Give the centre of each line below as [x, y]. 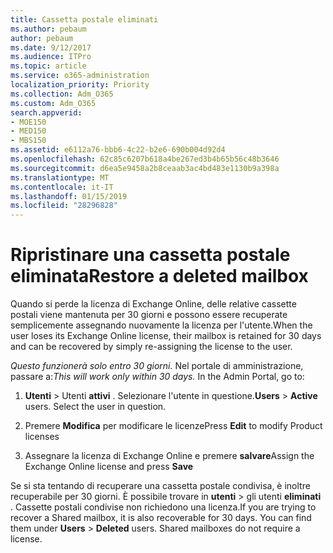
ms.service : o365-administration [80, 76]
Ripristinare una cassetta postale [150, 255]
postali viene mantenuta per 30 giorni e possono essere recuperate [149, 315]
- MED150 [28, 131]
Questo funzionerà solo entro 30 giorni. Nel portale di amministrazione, [157, 366]
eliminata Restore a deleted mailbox [159, 276]
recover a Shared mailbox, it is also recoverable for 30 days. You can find [161, 518]
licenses [42, 437]
